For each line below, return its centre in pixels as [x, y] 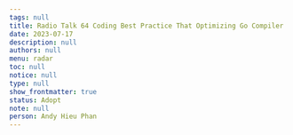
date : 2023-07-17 [41, 34]
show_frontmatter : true [53, 91]
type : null [29, 83]
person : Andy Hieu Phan [53, 116]
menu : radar [31, 59]
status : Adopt [36, 100]
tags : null [29, 17]
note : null [29, 108]
